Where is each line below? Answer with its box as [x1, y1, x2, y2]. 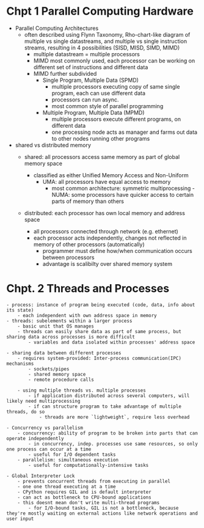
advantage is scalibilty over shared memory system [42, 260, 173, 267]
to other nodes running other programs [51, 134, 150, 142]
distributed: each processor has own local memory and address [24, 209, 185, 216]
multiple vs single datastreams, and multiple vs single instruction [24, 37, 188, 45]
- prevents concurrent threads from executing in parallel [17, 478, 171, 484]
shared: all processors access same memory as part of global [24, 153, 180, 160]
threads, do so [6, 408, 45, 415]
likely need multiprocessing [6, 398, 81, 404]
